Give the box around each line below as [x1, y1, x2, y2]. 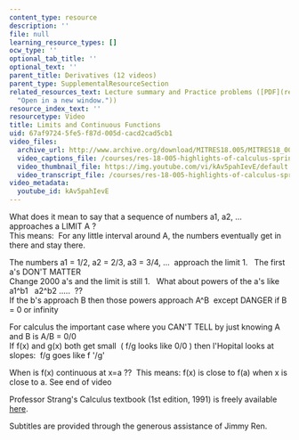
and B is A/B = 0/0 [9, 331, 77, 341]
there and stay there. [9, 240, 86, 250]
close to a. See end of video [9, 377, 112, 387]
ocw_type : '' [9, 46, 58, 55]
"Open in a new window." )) [17, 95, 117, 105]
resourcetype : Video [9, 112, 86, 121]
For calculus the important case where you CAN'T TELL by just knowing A [9, 322, 280, 332]
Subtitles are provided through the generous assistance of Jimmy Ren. [9, 420, 268, 431]
